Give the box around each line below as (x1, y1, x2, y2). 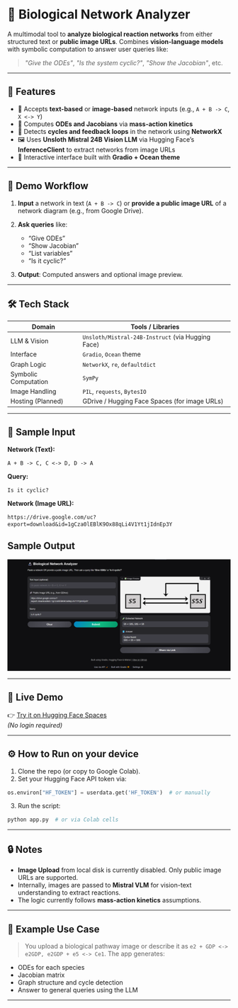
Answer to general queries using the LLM (17, 985, 138, 994)
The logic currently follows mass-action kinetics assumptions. (17, 896, 202, 905)
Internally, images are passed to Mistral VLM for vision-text (17, 881, 192, 890)
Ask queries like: (17, 220, 68, 229)
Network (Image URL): (7, 499, 74, 507)
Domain (31, 322, 55, 331)
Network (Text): (7, 445, 55, 453)
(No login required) (7, 720, 63, 729)
